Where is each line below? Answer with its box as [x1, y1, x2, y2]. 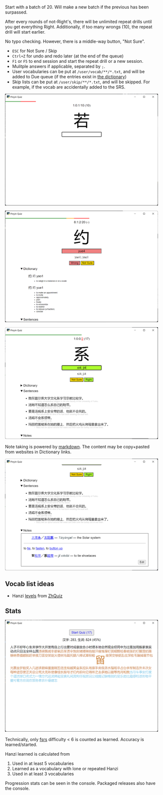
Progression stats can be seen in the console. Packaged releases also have [5, 780, 156, 786]
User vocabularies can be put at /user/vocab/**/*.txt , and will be [12, 69, 145, 74]
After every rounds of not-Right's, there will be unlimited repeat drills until [5, 19, 152, 24]
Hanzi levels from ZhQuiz [12, 592, 63, 598]
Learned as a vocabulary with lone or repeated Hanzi [12, 765, 118, 771]
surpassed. [5, 9, 28, 15]
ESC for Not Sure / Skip [12, 48, 57, 54]
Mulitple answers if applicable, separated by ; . [12, 63, 105, 69]
